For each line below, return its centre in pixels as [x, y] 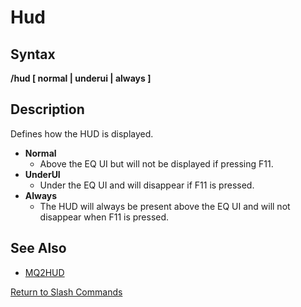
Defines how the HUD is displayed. [82, 133]
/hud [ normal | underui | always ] [81, 78]
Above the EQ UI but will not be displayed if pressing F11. [156, 163]
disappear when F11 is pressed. [104, 217]
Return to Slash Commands [66, 292]
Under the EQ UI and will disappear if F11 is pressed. [147, 185]
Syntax [33, 54]
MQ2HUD [44, 272]
